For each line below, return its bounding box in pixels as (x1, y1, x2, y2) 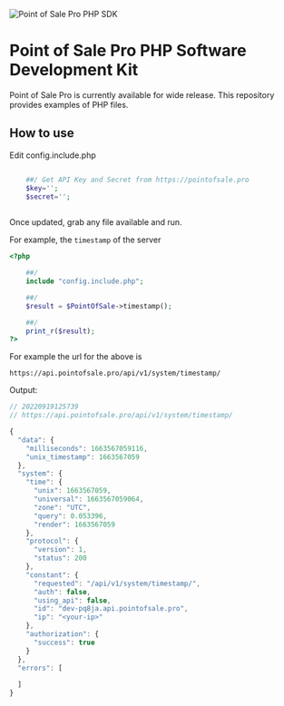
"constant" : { (25, 570, 79, 580)
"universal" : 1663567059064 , (33, 495, 144, 504)
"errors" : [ (17, 663, 64, 672)
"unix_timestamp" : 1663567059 (25, 452, 141, 462)
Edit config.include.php (9, 150, 97, 161)
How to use (9, 125, 74, 141)
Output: (9, 385, 38, 396)
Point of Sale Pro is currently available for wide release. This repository (9, 89, 275, 100)
